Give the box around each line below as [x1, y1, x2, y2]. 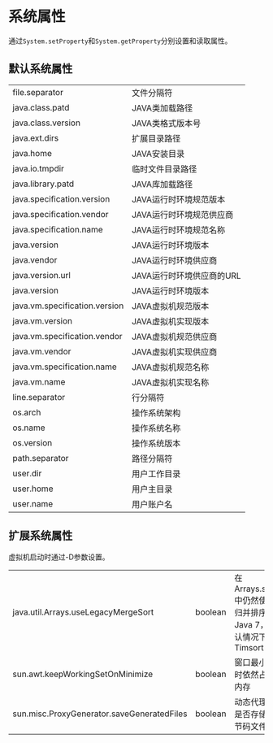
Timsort [234, 641, 264, 653]
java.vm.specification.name [12, 361, 118, 372]
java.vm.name [12, 376, 66, 387]
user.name [12, 498, 54, 509]
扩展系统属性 [8, 529, 73, 543]
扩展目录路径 [131, 133, 181, 144]
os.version [12, 437, 53, 448]
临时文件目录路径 [131, 163, 197, 175]
